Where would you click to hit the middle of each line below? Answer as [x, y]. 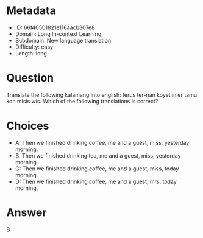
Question [30, 78]
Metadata [31, 11]
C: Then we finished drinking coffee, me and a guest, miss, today [97, 169]
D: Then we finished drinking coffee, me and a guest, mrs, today [96, 181]
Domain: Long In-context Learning [58, 33]
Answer [27, 212]
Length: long [31, 53]
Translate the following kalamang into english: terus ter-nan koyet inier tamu [101, 94]
